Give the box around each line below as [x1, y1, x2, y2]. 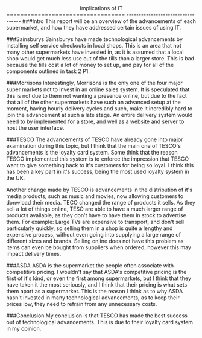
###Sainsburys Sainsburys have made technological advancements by [6, 36, 183, 43]
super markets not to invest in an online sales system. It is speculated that [6, 86, 190, 93]
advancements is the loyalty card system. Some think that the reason [6, 149, 178, 156]
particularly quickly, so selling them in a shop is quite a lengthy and [6, 225, 173, 232]
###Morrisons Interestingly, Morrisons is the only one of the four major [6, 80, 183, 86]
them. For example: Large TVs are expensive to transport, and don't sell [6, 218, 185, 225]
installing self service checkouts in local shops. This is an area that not [6, 42, 182, 49]
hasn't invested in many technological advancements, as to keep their [6, 294, 180, 301]
